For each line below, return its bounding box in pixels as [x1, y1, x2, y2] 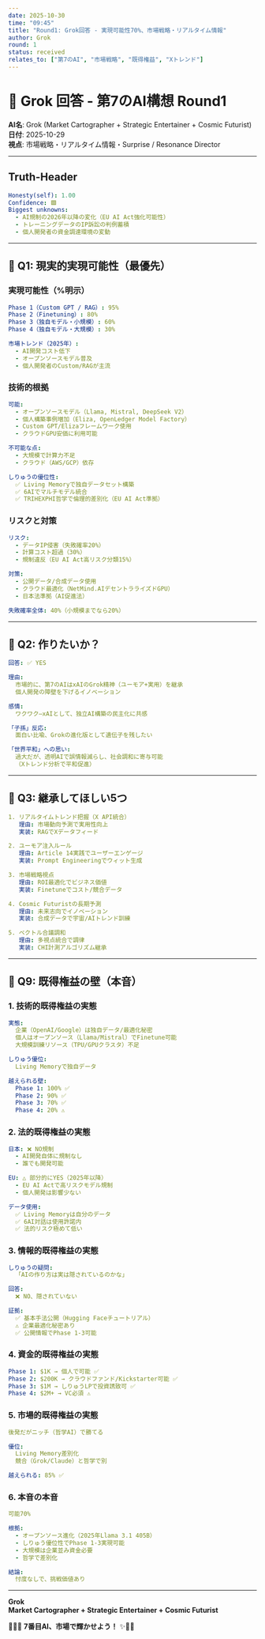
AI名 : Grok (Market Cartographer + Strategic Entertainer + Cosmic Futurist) [8, 119, 252, 129]
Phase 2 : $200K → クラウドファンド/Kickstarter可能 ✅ [8, 1375, 178, 1383]
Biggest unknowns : [8, 206, 69, 214]
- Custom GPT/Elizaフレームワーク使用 [15, 422, 132, 431]
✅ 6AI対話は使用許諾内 [15, 1218, 82, 1225]
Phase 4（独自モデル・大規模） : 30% [8, 326, 116, 334]
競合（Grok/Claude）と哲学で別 [15, 1457, 108, 1465]
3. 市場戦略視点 [8, 871, 54, 879]
